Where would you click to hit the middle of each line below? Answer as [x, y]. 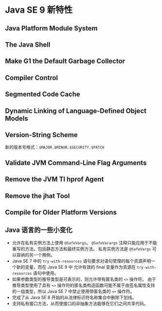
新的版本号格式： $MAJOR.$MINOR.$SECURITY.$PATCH [55, 147]
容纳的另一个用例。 [35, 255]
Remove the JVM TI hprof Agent [55, 180]
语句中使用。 [46, 273]
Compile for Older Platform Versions [61, 212]
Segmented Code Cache [43, 95]
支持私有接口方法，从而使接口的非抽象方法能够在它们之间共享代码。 [80, 303]
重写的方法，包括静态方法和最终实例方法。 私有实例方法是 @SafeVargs [81, 249]
